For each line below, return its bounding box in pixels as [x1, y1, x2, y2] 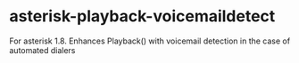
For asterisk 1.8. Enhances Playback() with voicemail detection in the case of [9, 35, 291, 46]
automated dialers [9, 44, 76, 55]
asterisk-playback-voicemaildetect [9, 6, 276, 27]
